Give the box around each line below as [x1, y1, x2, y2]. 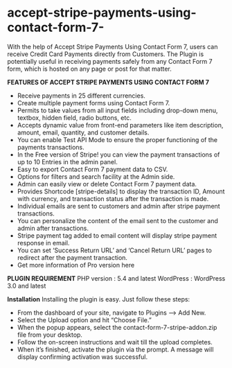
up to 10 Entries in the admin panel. [17, 157, 118, 166]
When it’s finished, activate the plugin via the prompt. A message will [17, 345, 214, 353]
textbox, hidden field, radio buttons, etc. [17, 113, 132, 122]
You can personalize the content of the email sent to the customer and [17, 216, 218, 225]
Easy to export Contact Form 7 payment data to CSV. [17, 165, 168, 173]
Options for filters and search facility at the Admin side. [17, 172, 175, 181]
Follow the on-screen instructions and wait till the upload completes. [17, 338, 213, 346]
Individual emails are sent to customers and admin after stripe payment [17, 202, 220, 210]
